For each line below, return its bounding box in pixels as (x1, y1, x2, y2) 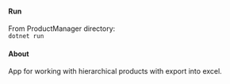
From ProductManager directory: (8, 24, 116, 33)
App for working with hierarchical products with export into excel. (8, 67, 222, 76)
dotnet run (8, 32, 44, 40)
